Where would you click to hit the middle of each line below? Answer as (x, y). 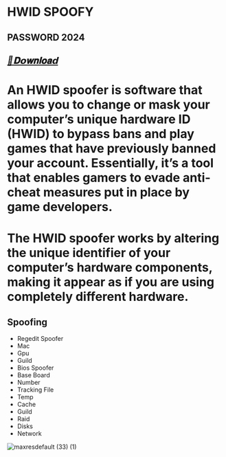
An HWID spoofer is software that (105, 90)
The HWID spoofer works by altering (113, 238)
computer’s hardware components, (110, 268)
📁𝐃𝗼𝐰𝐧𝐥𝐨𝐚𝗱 (33, 60)
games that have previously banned (112, 149)
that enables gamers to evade (94, 178)
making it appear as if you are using (111, 282)
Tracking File (35, 390)
